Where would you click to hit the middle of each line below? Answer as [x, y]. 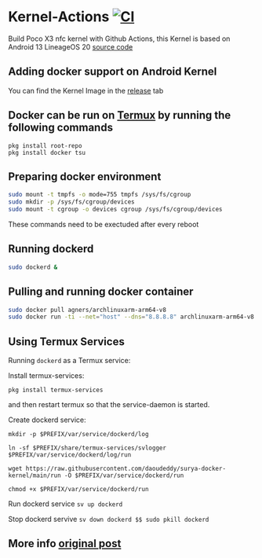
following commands [61, 128]
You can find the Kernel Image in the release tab [86, 90]
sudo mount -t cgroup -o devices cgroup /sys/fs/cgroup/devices [115, 209]
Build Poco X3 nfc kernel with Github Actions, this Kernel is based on [119, 39]
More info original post [65, 543]
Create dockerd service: [47, 420]
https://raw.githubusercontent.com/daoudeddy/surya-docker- [126, 469]
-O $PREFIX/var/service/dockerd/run [124, 475]
